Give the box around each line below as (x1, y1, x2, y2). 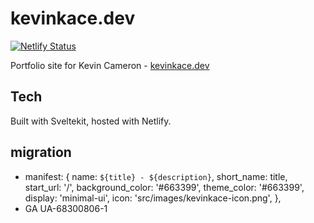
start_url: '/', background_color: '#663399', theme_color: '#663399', (24, 181, 305, 193)
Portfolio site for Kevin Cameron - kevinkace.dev (10, 59, 210, 71)
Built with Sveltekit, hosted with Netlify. (10, 115, 172, 127)
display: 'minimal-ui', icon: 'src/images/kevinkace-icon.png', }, (24, 192, 282, 204)
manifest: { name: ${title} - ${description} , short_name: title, (24, 170, 288, 182)
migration (10, 144, 72, 161)
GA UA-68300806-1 (24, 202, 108, 214)
